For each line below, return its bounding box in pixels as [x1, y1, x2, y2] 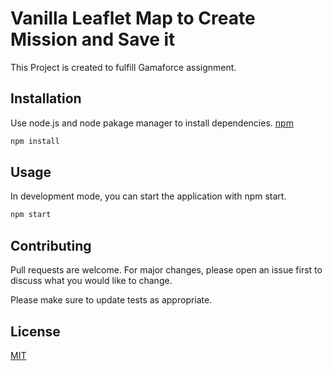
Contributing [10, 237, 92, 254]
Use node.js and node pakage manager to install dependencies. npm [10, 117, 294, 129]
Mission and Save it [10, 28, 176, 51]
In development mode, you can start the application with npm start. [10, 190, 287, 202]
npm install [10, 136, 60, 146]
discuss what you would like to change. [10, 275, 173, 287]
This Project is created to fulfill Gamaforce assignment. [10, 61, 237, 73]
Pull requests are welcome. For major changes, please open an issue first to [10, 264, 323, 276]
